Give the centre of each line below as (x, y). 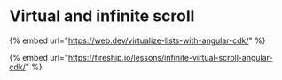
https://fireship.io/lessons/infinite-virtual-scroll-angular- (170, 57)
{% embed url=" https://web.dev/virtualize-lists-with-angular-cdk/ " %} (137, 40)
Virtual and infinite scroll (102, 16)
